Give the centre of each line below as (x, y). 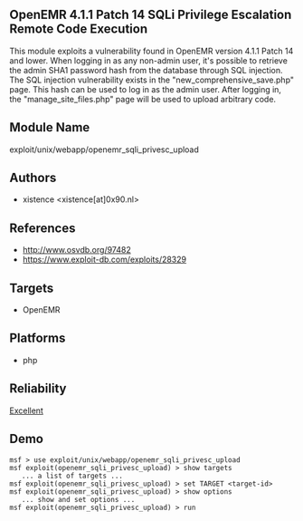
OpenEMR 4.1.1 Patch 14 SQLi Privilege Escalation (151, 15)
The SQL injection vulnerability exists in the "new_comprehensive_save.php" (152, 80)
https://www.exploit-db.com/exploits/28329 (104, 260)
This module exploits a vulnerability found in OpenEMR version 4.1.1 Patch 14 (151, 51)
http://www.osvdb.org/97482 (76, 250)
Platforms (38, 338)
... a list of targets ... (72, 476)
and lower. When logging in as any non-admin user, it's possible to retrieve (148, 60)
